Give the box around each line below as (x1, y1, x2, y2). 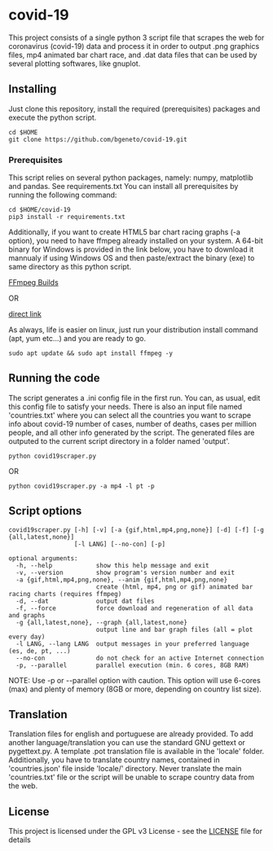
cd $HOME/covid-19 (8, 206, 71, 214)
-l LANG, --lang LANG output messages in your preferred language (15, 639, 250, 648)
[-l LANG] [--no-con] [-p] (73, 540, 165, 548)
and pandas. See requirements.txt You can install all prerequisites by (8, 182, 239, 191)
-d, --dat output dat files (15, 597, 155, 605)
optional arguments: (8, 554, 79, 563)
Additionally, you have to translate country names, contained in (8, 755, 220, 765)
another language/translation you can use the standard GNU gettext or (8, 738, 246, 748)
